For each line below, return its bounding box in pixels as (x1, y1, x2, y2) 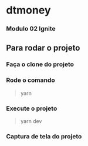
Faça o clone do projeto (6, 60, 75, 68)
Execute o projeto (6, 104, 57, 112)
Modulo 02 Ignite (6, 25, 56, 33)
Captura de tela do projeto (6, 132, 82, 140)
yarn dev (20, 118, 42, 125)
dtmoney (6, 4, 51, 17)
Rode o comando (6, 76, 56, 84)
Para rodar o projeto (6, 42, 80, 53)
